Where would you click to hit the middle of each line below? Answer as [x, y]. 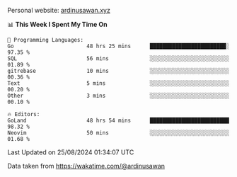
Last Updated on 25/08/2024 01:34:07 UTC [71, 152]
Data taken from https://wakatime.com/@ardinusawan [86, 166]
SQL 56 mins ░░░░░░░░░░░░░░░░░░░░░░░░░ [118, 59]
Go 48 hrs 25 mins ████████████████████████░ [118, 46]
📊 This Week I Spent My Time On [57, 24]
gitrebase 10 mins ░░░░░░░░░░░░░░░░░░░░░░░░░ [118, 71]
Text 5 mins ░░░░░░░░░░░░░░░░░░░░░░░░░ [118, 84]
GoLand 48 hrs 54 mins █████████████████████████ [118, 120]
